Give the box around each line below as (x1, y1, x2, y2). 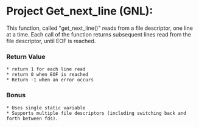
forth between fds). (6, 115, 59, 122)
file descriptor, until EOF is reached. (6, 37, 96, 44)
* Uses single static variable (6, 105, 86, 111)
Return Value (6, 52, 46, 61)
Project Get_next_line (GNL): (6, 4, 153, 18)
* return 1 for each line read (6, 66, 86, 72)
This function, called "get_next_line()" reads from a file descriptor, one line (6, 24, 194, 32)
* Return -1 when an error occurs (6, 77, 94, 83)
